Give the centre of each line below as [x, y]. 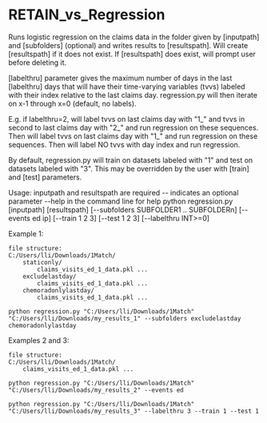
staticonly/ [42, 262]
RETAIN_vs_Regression [87, 15]
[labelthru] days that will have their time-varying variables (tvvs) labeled [127, 87]
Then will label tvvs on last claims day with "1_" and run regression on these [133, 136]
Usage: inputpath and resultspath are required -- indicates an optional [124, 192]
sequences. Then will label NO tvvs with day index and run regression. [124, 144]
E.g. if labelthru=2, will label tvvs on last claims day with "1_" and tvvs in [127, 119]
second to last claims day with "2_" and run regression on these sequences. [133, 127]
